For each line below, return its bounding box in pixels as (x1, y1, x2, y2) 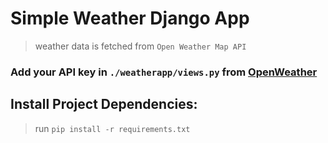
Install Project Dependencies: (10, 96, 198, 113)
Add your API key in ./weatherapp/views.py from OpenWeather (10, 65, 318, 79)
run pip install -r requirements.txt (34, 122, 191, 134)
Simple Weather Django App (10, 7, 250, 30)
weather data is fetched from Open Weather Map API (34, 40, 247, 52)
